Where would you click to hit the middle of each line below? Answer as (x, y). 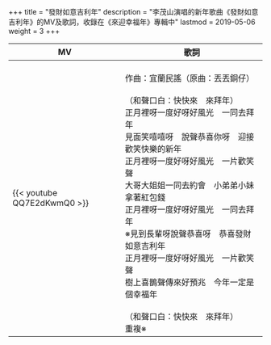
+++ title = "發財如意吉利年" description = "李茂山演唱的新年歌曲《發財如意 (133, 12)
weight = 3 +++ (34, 31)
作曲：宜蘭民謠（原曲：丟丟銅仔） (190, 78)
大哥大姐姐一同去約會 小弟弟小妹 (190, 185)
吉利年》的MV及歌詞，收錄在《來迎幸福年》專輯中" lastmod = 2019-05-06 (132, 22)
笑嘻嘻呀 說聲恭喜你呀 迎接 (198, 137)
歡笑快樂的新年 (153, 149)
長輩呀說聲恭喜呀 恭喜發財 (199, 234)
